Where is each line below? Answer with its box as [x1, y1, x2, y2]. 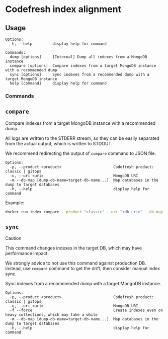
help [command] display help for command [10, 81, 107, 86]
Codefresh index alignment [5, 4, 122, 15]
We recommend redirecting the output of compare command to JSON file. [5, 150, 156, 156]
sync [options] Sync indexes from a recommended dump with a [10, 72, 150, 77]
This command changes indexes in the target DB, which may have [5, 245, 142, 251]
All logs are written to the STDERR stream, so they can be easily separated [5, 135, 160, 141]
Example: [5, 200, 25, 206]
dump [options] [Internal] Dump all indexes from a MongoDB [10, 54, 147, 59]
